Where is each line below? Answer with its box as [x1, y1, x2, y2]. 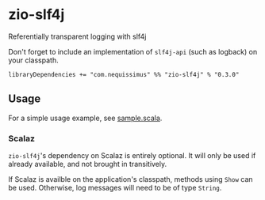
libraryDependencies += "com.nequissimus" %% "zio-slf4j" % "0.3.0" [8, 70, 240, 78]
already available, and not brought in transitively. [8, 160, 167, 169]
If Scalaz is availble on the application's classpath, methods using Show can [8, 175, 253, 184]
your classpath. [8, 55, 59, 65]
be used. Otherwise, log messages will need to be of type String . [8, 183, 222, 193]
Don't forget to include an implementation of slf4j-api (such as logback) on [8, 47, 258, 56]
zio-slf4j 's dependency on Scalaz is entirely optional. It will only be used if [8, 151, 256, 160]
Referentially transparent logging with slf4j [8, 32, 147, 41]
